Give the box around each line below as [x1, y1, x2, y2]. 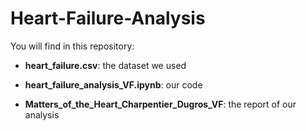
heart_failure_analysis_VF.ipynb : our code [24, 78, 203, 91]
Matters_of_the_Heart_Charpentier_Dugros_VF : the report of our [24, 98, 297, 110]
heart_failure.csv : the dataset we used [24, 59, 187, 71]
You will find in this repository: [10, 40, 135, 52]
